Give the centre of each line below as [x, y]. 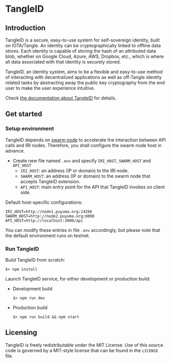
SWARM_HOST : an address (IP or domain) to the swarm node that [85, 176]
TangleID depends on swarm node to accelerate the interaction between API [86, 140]
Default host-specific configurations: [44, 202]
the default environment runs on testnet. [48, 236]
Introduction [26, 28]
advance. [15, 151]
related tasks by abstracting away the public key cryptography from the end [85, 83]
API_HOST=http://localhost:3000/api [44, 221]
